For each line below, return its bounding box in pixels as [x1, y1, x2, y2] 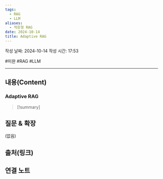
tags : [5, 7, 16, 12]
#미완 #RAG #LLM [5, 58, 41, 64]
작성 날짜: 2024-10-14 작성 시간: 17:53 [5, 48, 79, 54]
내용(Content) [5, 78, 47, 87]
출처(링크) [5, 149, 34, 157]
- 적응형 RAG [9, 25, 33, 30]
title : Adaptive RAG [5, 34, 47, 39]
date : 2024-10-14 [5, 30, 40, 34]
